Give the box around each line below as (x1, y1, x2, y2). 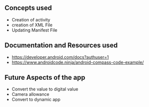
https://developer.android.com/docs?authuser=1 (11, 54, 109, 60)
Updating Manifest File (11, 27, 58, 33)
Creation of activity (11, 17, 51, 22)
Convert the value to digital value (11, 86, 79, 92)
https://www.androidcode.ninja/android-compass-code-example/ (11, 59, 144, 65)
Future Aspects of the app (4, 73, 85, 82)
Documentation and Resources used (4, 41, 118, 50)
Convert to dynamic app (11, 97, 61, 103)
